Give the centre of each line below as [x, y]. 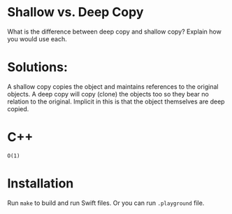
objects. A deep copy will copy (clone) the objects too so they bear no [108, 94]
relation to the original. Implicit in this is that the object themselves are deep [116, 101]
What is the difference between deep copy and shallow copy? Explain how [114, 31]
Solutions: [38, 67]
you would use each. [37, 38]
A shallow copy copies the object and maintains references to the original [113, 86]
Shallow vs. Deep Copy [75, 12]
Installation [41, 183]
